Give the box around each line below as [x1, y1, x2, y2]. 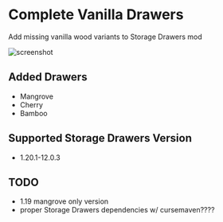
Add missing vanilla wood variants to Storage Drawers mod [8, 32, 202, 41]
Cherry [19, 99, 44, 109]
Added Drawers [8, 70, 88, 84]
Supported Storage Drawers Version [8, 131, 193, 145]
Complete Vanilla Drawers [8, 6, 184, 24]
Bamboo [19, 108, 48, 118]
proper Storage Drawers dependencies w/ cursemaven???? [19, 205, 215, 215]
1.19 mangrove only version [19, 197, 109, 206]
